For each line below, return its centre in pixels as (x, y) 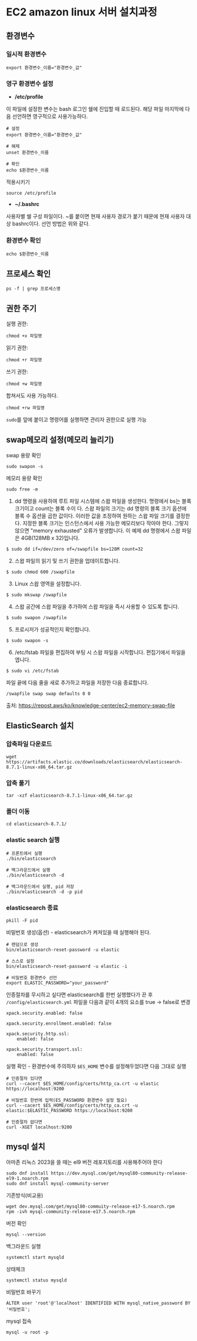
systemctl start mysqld (35, 1257)
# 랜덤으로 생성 (22, 944)
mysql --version (26, 1234)
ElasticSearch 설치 (40, 726)
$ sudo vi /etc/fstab (33, 670)
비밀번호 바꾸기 (24, 1292)
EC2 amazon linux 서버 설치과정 (82, 12)
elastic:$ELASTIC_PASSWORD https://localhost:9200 (69, 1110)
